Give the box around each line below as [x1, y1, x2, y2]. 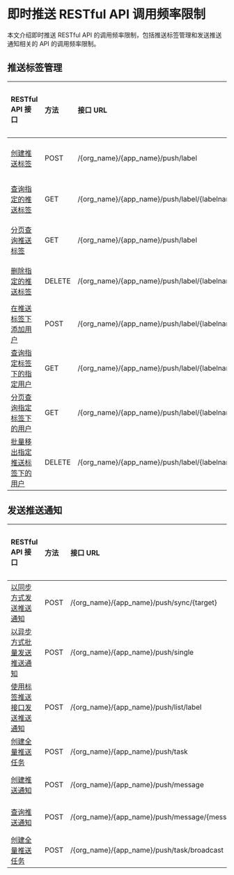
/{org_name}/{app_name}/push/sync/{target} [70, 598, 217, 607]
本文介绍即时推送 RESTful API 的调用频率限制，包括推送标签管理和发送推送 [7, 31, 222, 39]
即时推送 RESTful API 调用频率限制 [7, 6, 206, 22]
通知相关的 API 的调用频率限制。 [7, 39, 100, 47]
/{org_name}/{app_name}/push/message [70, 779, 204, 789]
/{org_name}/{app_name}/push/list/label [70, 702, 202, 712]
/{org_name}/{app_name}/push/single [70, 647, 194, 657]
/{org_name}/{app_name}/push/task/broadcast [70, 845, 224, 855]
